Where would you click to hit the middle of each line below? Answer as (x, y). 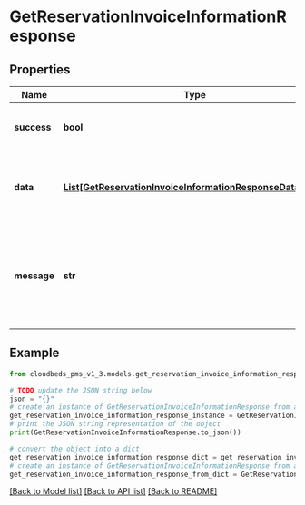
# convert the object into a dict (75, 449)
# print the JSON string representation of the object (115, 424)
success (33, 127)
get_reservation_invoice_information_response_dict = (113, 457)
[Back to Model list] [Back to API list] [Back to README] (113, 491)
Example (34, 353)
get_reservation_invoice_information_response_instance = (121, 416)
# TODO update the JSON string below (81, 390)
